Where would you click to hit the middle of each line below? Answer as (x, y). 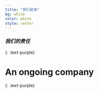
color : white (18, 19)
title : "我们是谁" (22, 10)
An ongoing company (49, 72)
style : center (20, 23)
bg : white (15, 14)
